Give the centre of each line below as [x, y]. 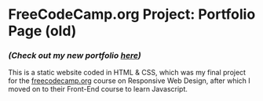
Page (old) [42, 31]
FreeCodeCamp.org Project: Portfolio [132, 14]
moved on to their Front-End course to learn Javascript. [98, 89]
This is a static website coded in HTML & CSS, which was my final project [127, 73]
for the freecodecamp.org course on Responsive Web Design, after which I [130, 81]
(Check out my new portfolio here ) [75, 56]
